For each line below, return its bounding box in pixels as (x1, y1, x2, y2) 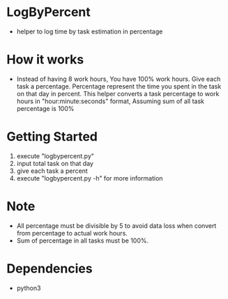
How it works (6, 52, 84, 68)
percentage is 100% (16, 104, 75, 112)
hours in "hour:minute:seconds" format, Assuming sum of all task (16, 97, 205, 105)
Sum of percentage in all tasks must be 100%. (16, 236, 149, 245)
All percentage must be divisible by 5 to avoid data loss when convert (16, 221, 217, 230)
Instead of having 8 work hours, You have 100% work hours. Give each (16, 75, 221, 83)
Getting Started (6, 129, 98, 145)
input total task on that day (16, 159, 93, 167)
